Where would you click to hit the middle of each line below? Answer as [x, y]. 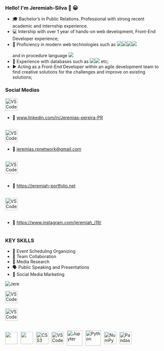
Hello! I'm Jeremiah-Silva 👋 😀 [41, 8]
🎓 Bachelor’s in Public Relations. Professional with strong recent [78, 19]
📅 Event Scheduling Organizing [44, 251]
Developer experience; [36, 39]
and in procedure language [40, 56]
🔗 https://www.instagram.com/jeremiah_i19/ [57, 222]
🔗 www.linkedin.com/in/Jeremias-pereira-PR [58, 117]
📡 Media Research [31, 262]
